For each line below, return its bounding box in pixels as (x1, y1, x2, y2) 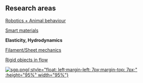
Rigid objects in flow (5, 57, 48, 63)
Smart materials (5, 27, 39, 33)
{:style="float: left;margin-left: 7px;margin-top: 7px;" (28, 66, 138, 72)
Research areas (5, 4, 56, 13)
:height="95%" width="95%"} (5, 72, 69, 78)
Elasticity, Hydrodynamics (5, 37, 63, 43)
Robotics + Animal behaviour (5, 17, 66, 23)
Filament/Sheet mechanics (5, 47, 61, 53)
